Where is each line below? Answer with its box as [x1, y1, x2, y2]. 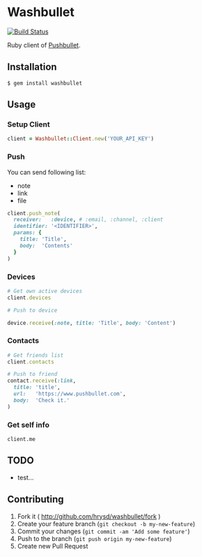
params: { [13, 229, 42, 236]
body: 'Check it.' [13, 396, 70, 404]
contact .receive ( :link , [7, 377, 77, 384]
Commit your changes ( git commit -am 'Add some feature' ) [17, 527, 190, 535]
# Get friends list [7, 352, 64, 359]
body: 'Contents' [20, 242, 73, 249]
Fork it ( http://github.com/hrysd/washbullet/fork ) [17, 512, 161, 521]
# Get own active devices [7, 287, 82, 294]
